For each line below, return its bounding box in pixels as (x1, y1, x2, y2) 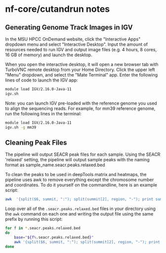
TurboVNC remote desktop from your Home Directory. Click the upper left (5, 67, 155, 72)
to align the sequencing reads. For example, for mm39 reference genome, (5, 105, 156, 111)
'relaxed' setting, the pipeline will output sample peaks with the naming (5, 157, 150, 163)
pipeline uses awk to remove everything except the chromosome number (5, 177, 154, 183)
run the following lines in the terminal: (5, 110, 82, 116)
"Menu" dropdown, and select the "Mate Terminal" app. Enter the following (5, 72, 158, 77)
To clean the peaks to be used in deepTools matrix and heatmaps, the (5, 172, 147, 178)
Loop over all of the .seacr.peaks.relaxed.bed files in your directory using (5, 206, 156, 212)
